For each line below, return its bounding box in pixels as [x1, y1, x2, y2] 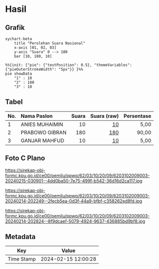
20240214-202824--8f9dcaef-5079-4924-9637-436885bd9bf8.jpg [5, 218, 146, 224]
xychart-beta [5, 36, 32, 41]
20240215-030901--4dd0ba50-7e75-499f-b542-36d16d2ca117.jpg [5, 178, 143, 183]
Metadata [5, 233, 36, 241]
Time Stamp [7, 256, 36, 263]
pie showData [5, 71, 32, 76]
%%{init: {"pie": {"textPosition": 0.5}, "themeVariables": [5, 63, 133, 68]
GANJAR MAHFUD [20, 137, 65, 144]
